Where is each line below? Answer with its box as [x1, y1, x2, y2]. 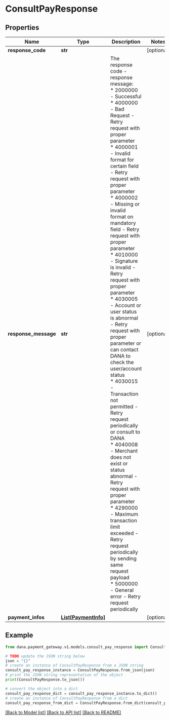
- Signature [110, 258, 138, 264]
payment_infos [8, 614, 45, 621]
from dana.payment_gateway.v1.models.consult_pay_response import [5, 644, 148, 650]
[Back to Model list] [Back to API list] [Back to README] [5, 709, 121, 715]
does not [110, 454, 132, 461]
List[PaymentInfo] [61, 614, 105, 621]
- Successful [110, 93, 142, 100]
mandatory [110, 220, 137, 226]
